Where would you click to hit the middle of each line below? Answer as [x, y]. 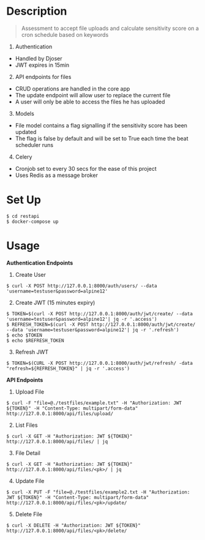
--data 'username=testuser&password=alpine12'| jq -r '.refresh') [93, 330]
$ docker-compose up [33, 222]
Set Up [24, 200]
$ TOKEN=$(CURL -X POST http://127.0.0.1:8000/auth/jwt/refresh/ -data [99, 363]
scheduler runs [34, 144]
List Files [26, 425]
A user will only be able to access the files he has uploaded [90, 102]
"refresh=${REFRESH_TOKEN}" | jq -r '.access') [68, 369]
